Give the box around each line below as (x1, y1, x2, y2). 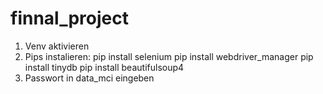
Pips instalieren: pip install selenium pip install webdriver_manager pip (24, 50, 314, 62)
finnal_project (10, 7, 129, 30)
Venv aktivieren (24, 40, 90, 52)
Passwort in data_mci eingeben (24, 72, 155, 84)
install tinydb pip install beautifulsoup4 (24, 61, 185, 73)
